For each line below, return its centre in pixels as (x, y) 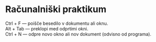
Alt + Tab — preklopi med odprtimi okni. (47, 28)
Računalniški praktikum (56, 9)
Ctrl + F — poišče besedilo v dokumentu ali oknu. (57, 23)
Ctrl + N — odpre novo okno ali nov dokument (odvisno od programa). (78, 34)
